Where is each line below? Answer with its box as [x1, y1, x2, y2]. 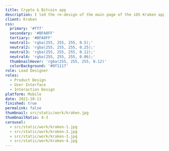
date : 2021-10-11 [5, 96, 42, 101]
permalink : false [5, 106, 42, 111]
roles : [5, 73, 19, 78]
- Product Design [10, 78, 46, 83]
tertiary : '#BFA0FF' [10, 36, 53, 41]
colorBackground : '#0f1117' [10, 63, 69, 68]
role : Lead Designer [5, 68, 49, 73]
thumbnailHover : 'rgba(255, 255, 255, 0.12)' [10, 59, 107, 64]
